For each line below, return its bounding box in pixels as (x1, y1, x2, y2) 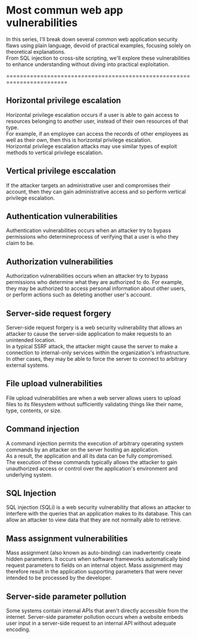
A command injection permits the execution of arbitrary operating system (6, 439, 184, 446)
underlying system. (6, 471, 53, 478)
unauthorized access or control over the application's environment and (6, 465, 178, 472)
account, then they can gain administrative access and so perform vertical (6, 188, 186, 195)
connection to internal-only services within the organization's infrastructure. (6, 349, 191, 356)
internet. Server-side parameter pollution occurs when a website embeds (6, 614, 183, 621)
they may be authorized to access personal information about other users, (6, 285, 186, 292)
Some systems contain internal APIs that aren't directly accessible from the (6, 607, 188, 614)
